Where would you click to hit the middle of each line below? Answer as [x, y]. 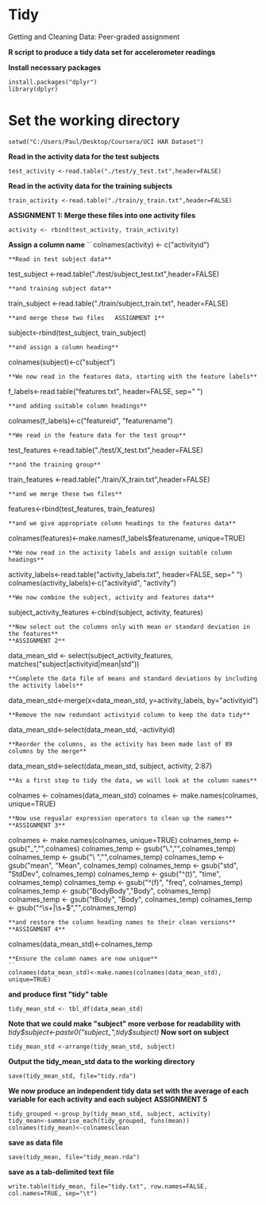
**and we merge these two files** [66, 494]
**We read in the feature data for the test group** [97, 435]
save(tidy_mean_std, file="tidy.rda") [72, 1076]
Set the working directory [94, 121]
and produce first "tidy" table [58, 994]
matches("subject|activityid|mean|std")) [74, 664]
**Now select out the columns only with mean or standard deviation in [129, 626]
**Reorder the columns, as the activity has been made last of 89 [120, 744]
